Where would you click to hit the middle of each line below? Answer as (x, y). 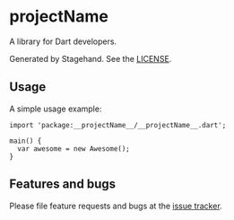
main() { (26, 141)
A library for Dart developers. (63, 41)
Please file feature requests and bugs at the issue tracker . (116, 206)
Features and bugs (63, 185)
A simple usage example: (56, 109)
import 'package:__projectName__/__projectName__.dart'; (118, 125)
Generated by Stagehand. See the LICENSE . (91, 58)
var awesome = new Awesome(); (74, 149)
